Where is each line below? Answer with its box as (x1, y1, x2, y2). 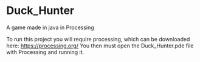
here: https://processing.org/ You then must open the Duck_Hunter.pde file (6, 42, 194, 49)
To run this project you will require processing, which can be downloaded (6, 35, 190, 43)
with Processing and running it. (6, 48, 84, 55)
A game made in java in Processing (6, 24, 94, 31)
